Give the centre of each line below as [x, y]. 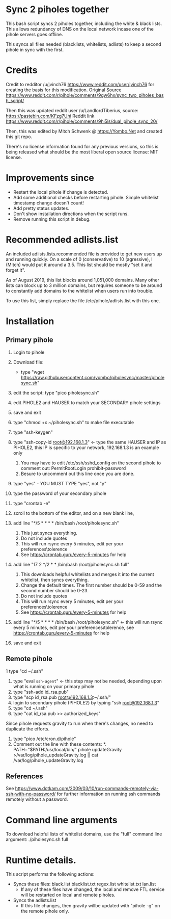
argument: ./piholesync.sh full [37, 839]
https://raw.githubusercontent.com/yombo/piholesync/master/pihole [93, 377]
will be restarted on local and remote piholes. [68, 895]
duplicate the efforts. [28, 729]
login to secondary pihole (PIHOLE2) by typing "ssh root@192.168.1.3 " [86, 702]
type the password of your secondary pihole [60, 493]
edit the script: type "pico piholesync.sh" [56, 392]
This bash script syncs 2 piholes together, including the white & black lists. [84, 23]
